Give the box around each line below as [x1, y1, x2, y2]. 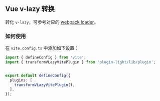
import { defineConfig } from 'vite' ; [5, 55, 86, 60]
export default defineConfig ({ [5, 73, 71, 78]
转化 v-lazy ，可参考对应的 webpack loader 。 [5, 19, 99, 25]
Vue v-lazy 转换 [5, 4, 55, 13]
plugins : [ [10, 77, 33, 82]
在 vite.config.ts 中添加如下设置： [5, 45, 79, 51]
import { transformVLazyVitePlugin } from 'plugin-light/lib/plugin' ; [5, 59, 156, 64]
